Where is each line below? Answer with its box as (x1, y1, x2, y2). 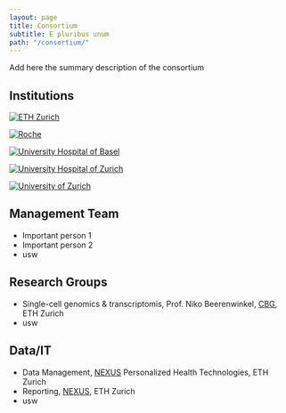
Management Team (9, 206, 119, 222)
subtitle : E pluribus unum (9, 29, 110, 38)
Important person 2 (21, 239, 94, 250)
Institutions (9, 88, 74, 103)
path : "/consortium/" (9, 37, 90, 47)
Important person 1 (21, 230, 92, 240)
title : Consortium (9, 21, 78, 30)
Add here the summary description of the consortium (9, 62, 205, 73)
